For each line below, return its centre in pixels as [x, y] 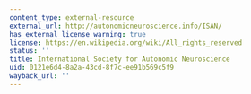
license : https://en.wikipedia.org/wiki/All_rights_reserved [126, 43]
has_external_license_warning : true [78, 34]
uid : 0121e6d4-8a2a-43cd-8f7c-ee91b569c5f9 [92, 68]
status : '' [30, 51]
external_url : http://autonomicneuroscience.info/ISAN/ [116, 26]
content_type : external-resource [72, 17]
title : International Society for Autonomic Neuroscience [120, 59]
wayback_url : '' [39, 76]
